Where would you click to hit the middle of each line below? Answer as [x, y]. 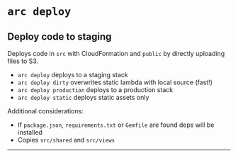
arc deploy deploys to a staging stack [73, 75]
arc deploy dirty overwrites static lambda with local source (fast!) [115, 82]
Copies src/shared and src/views [66, 140]
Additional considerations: [45, 111]
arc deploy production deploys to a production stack [95, 90]
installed [30, 132]
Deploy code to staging [59, 36]
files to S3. [23, 61]
